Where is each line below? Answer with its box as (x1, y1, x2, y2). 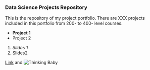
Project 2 (12, 35, 31, 41)
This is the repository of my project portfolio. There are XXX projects (5, 15, 145, 21)
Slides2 (12, 50, 28, 56)
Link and (5, 60, 23, 66)
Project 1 (12, 30, 31, 36)
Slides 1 (12, 45, 28, 51)
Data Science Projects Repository (5, 4, 88, 11)
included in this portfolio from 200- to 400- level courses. (5, 20, 123, 26)
